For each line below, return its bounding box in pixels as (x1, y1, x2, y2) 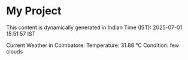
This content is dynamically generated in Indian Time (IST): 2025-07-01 (6, 24, 183, 31)
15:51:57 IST (6, 30, 36, 37)
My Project (6, 4, 62, 18)
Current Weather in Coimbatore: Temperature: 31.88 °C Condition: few (6, 42, 180, 49)
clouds (6, 48, 23, 55)
